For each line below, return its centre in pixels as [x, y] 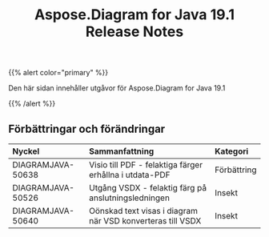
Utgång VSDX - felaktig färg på [148, 188]
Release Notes [134, 32]
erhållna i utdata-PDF [130, 175]
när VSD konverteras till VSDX [145, 221]
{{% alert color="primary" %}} [58, 73]
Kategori [232, 151]
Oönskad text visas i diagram [144, 211]
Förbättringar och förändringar [87, 129]
